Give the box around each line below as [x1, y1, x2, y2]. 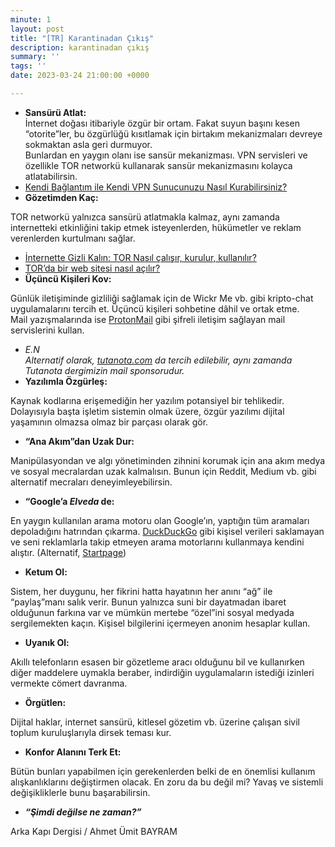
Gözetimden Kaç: [24, 191, 99, 203]
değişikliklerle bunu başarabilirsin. [10, 786, 151, 798]
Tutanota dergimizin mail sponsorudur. [24, 364, 185, 376]
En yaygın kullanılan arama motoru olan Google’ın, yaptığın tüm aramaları [10, 514, 310, 526]
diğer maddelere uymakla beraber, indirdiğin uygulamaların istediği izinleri [10, 666, 315, 678]
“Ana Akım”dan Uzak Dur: [24, 435, 135, 447]
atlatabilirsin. [24, 170, 78, 182]
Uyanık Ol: [24, 636, 70, 648]
